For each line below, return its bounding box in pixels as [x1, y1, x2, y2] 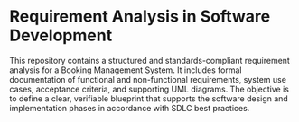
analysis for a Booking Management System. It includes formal [9, 65, 242, 75]
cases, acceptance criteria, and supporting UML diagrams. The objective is [9, 83, 289, 94]
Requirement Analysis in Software [9, 6, 271, 27]
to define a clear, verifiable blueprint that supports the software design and [9, 92, 289, 104]
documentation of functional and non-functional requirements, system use [9, 74, 287, 84]
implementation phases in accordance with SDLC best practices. [9, 102, 250, 113]
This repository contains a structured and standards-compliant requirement [9, 55, 291, 65]
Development [9, 25, 113, 46]
